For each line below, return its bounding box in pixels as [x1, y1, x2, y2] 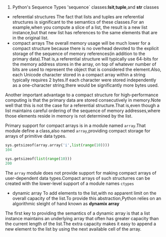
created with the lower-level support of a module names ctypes [5, 180, 134, 186]
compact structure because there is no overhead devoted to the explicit [12, 46, 159, 51]
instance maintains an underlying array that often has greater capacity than [5, 215, 159, 221]
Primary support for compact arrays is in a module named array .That [5, 122, 146, 128]
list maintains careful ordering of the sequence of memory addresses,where [5, 108, 161, 114]
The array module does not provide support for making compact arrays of [5, 170, 157, 176]
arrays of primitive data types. [5, 133, 67, 139]
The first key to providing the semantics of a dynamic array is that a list [5, 210, 150, 216]
